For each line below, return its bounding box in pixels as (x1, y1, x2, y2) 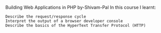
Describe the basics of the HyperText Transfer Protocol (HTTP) (5, 23, 146, 28)
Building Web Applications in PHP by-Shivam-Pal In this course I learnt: (5, 5, 156, 10)
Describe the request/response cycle (5, 14, 86, 19)
